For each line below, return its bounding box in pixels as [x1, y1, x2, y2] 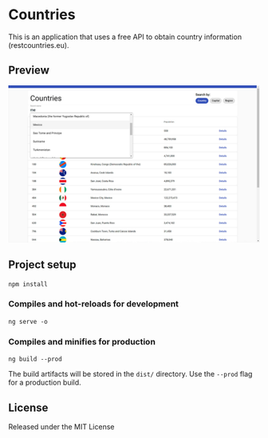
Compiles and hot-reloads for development [8, 298, 179, 310]
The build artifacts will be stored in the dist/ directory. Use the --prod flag [8, 369, 253, 379]
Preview [8, 64, 50, 77]
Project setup [8, 258, 77, 272]
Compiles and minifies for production [8, 336, 156, 347]
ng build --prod [8, 355, 62, 364]
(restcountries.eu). [8, 40, 69, 49]
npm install [8, 280, 48, 288]
